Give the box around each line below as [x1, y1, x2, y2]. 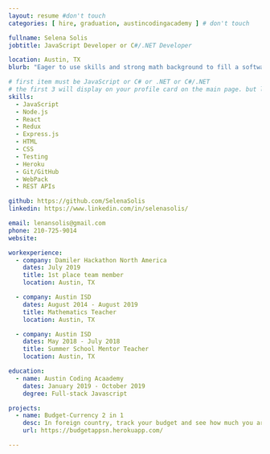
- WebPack [15, 175, 48, 184]
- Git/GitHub [15, 167, 59, 175]
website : [8, 234, 38, 242]
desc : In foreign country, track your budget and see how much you [22, 419, 253, 427]
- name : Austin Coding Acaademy [15, 374, 125, 382]
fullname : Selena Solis [8, 34, 88, 42]
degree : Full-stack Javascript [22, 390, 128, 398]
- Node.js [15, 108, 48, 116]
